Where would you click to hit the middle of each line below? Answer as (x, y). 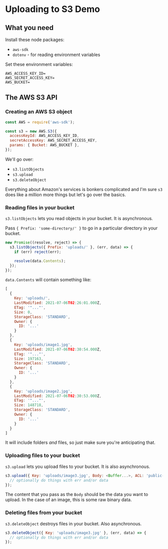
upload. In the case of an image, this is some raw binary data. (68, 500)
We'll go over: (19, 159)
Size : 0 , (23, 312)
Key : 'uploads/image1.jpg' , (43, 344)
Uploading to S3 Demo (52, 9)
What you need (29, 28)
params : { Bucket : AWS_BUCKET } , (44, 145)
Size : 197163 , (29, 358)
